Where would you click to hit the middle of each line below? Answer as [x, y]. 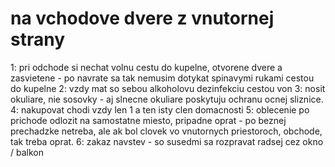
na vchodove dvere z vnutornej [142, 18]
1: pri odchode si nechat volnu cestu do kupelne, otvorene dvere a [146, 67]
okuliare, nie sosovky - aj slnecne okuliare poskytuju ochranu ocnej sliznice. [167, 99]
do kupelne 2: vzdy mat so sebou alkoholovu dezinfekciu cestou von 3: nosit [168, 88]
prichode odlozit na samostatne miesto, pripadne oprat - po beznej [148, 120]
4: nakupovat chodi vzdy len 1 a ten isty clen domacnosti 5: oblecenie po [160, 109]
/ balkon [27, 152]
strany [38, 39]
